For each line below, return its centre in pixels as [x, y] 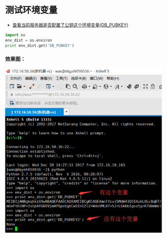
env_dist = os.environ [29, 40]
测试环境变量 [32, 10]
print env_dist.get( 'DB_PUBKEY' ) [40, 45]
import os [15, 35]
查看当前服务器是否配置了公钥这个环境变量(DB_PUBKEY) [70, 25]
